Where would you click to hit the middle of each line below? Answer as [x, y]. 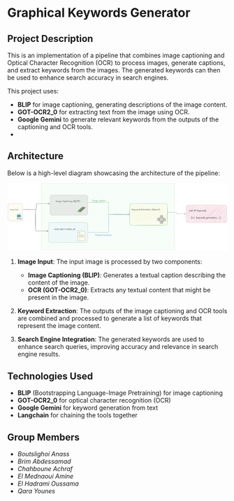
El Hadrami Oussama [48, 484]
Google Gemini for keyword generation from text [88, 408]
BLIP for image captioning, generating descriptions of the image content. [122, 105]
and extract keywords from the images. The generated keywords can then [114, 70]
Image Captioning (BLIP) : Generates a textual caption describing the [126, 275]
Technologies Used [50, 376]
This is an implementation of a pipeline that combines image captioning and [116, 55]
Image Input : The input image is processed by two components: [110, 262]
